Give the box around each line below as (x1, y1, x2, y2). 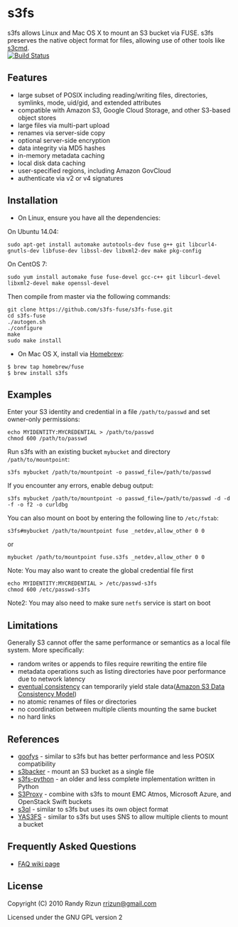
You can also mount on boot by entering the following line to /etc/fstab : (7, 514, 219, 522)
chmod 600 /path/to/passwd (7, 435, 87, 443)
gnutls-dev (7, 247, 40, 254)
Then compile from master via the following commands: (7, 292, 171, 300)
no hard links (17, 713, 56, 721)
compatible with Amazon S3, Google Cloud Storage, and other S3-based (17, 105, 231, 115)
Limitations (7, 619, 58, 631)
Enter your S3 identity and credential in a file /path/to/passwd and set (7, 408, 211, 416)
